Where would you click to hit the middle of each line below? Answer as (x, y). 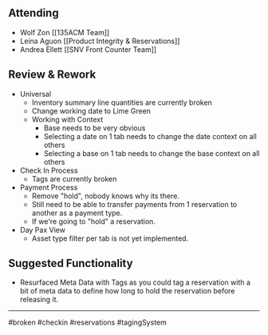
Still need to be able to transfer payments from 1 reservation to (134, 204)
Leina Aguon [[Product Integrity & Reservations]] (100, 41)
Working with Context (67, 119)
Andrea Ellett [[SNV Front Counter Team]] (88, 49)
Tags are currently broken (74, 178)
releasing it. (39, 300)
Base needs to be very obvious (95, 128)
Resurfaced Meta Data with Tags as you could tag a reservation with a (135, 282)
